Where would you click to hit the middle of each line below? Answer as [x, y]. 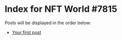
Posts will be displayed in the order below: [48, 23]
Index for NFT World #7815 [61, 9]
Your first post [26, 32]
